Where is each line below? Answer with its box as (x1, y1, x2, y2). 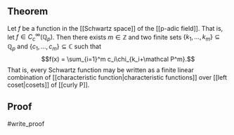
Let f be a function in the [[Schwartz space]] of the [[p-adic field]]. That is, (7, 24, 223, 32)
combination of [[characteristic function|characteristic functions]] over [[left (7, 73, 227, 82)
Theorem (7, 6, 48, 17)
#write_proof (7, 119, 45, 128)
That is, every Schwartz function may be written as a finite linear (7, 66, 195, 74)
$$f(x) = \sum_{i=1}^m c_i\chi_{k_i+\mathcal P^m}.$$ (41, 55, 195, 64)
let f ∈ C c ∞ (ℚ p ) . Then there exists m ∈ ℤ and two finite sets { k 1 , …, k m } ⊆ (7, 31, 221, 43)
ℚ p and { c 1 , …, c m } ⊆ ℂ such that (7, 42, 102, 52)
